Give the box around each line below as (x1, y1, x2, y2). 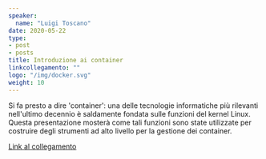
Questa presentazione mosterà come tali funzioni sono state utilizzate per (8, 117, 252, 127)
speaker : (8, 11, 38, 20)
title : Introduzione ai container (8, 57, 124, 65)
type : (8, 34, 26, 42)
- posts (8, 49, 34, 57)
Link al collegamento (8, 141, 77, 151)
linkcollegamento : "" (8, 64, 81, 72)
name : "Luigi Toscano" (15, 19, 91, 27)
